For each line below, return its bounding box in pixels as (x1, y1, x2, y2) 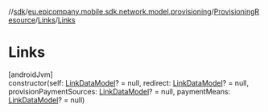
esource (8, 15, 36, 25)
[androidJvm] (8, 70, 54, 79)
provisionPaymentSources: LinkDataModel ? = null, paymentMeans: (8, 86, 231, 96)
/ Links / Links (35, 15, 76, 25)
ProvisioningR (213, 7, 260, 16)
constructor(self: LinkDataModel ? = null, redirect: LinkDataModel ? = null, (8, 78, 249, 87)
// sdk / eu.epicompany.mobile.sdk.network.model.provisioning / (8, 7, 215, 16)
